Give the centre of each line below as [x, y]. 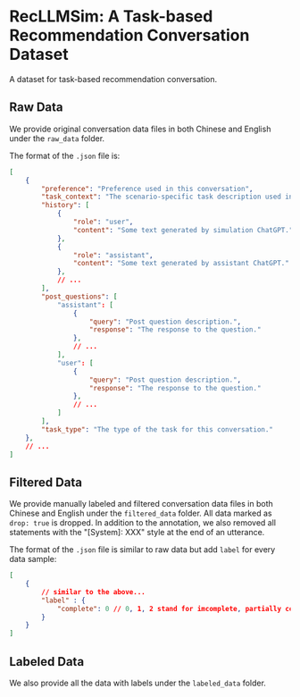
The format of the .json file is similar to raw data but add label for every [142, 550]
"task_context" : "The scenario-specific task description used [161, 197]
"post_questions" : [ [79, 297]
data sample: [33, 559]
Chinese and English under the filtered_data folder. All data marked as [141, 513]
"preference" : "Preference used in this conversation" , [147, 189]
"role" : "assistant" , [113, 255]
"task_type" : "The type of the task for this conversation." [158, 429]
